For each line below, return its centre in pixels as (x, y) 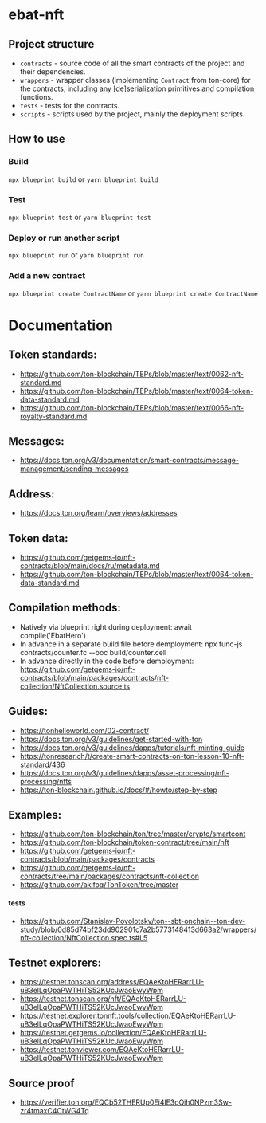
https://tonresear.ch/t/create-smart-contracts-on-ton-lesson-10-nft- (132, 756)
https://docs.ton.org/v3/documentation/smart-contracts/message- (129, 461)
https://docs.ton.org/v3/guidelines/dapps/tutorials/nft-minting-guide (132, 748)
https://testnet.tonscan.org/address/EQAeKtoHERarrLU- (112, 982)
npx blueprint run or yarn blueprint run (76, 255)
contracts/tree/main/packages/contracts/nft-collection (110, 876)
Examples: (35, 815)
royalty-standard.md (53, 416)
